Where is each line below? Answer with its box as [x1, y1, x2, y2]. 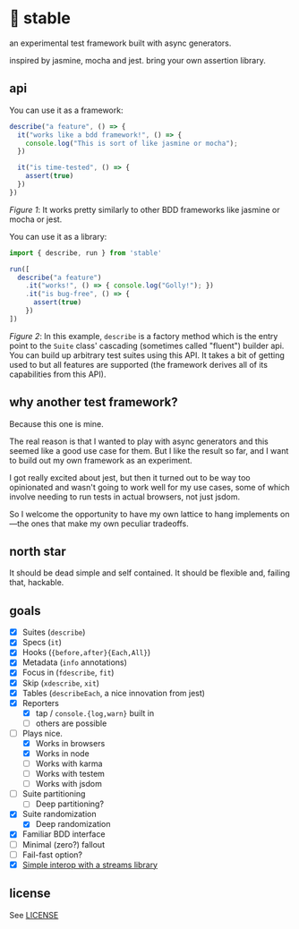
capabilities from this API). [9, 369, 107, 379]
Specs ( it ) [21, 637, 63, 648]
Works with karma [35, 758, 103, 769]
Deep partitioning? [35, 798, 105, 809]
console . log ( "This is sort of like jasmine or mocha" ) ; [25, 139, 239, 148]
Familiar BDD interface [21, 829, 106, 840]
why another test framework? [9, 395, 179, 410]
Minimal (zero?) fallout [21, 839, 106, 849]
